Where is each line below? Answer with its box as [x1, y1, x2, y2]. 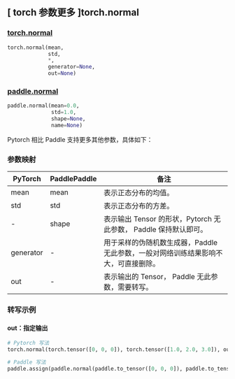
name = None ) [51, 122, 83, 129]
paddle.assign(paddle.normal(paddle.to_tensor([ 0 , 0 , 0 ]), [7, 365, 183, 372]
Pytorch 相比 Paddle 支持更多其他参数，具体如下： [7, 135, 153, 143]
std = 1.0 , [51, 109, 77, 116]
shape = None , [51, 115, 86, 122]
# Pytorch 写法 [7, 340, 50, 347]
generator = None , [48, 64, 96, 71]
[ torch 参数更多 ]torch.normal [7, 6, 140, 19]
